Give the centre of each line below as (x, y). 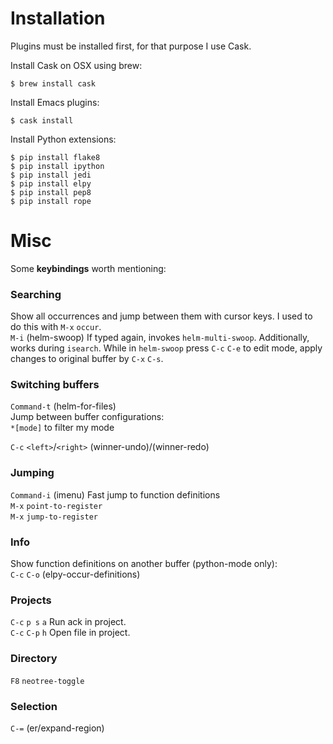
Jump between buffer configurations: (87, 417)
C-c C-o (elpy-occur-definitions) (75, 574)
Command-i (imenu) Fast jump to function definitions (115, 494)
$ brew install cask (53, 83)
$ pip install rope (51, 201)
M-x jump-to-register (54, 517)
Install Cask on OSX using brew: (76, 65)
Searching (36, 294)
